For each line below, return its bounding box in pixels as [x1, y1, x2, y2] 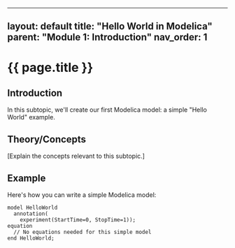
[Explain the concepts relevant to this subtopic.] [7, 152, 145, 161]
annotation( [13, 210, 49, 217]
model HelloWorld [7, 204, 58, 212]
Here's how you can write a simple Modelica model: [7, 191, 157, 199]
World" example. [7, 113, 56, 122]
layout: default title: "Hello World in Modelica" [7, 20, 213, 32]
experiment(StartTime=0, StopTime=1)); [20, 217, 136, 224]
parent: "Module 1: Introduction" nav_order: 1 [7, 31, 208, 43]
